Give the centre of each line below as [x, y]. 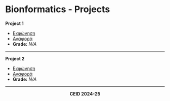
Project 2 [15, 58]
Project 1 [14, 23]
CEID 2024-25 [85, 94]
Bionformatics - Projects [58, 9]
